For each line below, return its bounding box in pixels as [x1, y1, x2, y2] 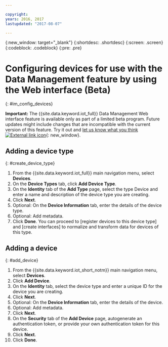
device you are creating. [12, 288, 63, 294]
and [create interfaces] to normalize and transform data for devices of [12, 224, 159, 230]
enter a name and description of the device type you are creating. [12, 192, 150, 198]
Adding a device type [5, 147, 74, 155]
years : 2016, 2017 [5, 16, 44, 22]
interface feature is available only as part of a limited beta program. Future [5, 116, 160, 122]
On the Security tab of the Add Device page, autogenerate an [12, 315, 143, 321]
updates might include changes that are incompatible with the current [5, 121, 151, 127]
